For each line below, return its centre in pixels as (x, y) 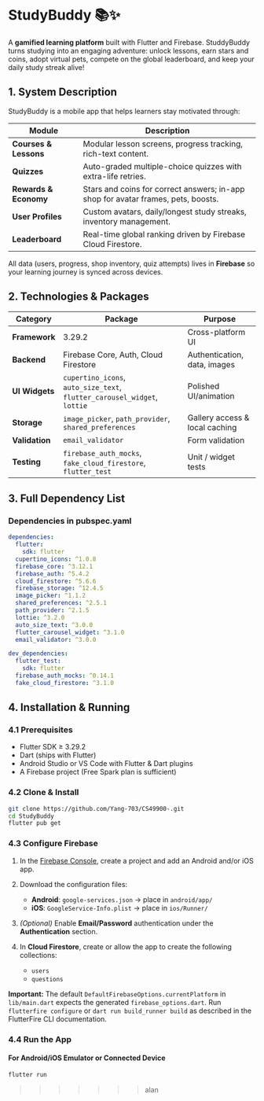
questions (48, 979)
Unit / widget (211, 457)
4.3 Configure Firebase (53, 844)
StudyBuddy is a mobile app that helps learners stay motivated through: (124, 111)
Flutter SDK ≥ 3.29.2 (53, 747)
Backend (29, 359)
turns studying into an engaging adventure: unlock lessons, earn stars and (128, 50)
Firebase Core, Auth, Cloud (113, 355)
